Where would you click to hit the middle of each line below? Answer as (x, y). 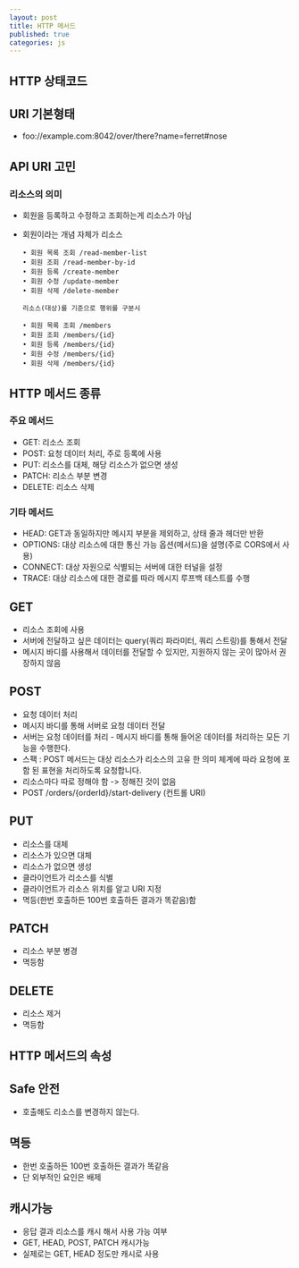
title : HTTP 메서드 (42, 26)
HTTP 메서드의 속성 (61, 1056)
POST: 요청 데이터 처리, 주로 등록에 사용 (92, 453)
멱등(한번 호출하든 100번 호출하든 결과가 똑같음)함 (109, 900)
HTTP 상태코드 (48, 81)
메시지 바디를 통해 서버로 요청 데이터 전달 (94, 725)
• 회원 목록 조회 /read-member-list (84, 253)
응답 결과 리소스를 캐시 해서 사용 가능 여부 (95, 1231)
